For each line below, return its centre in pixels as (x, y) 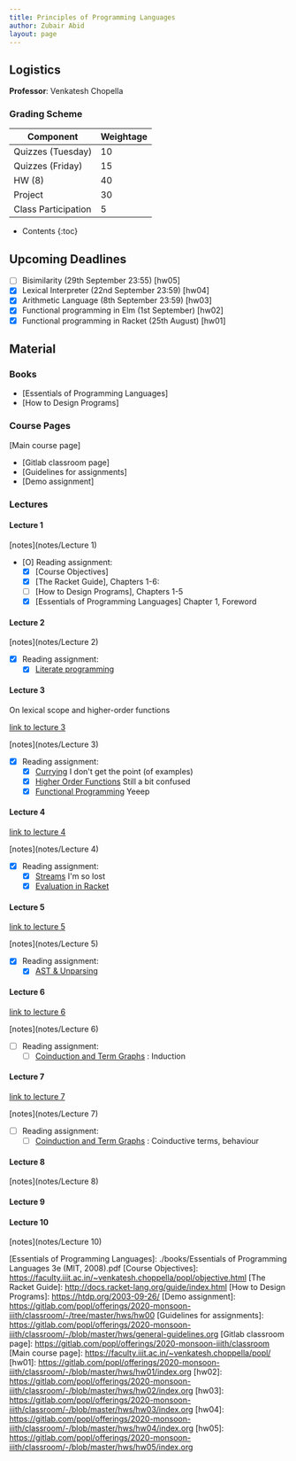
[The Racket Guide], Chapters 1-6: (97, 581)
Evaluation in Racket (72, 886)
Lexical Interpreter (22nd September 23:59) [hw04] (116, 291)
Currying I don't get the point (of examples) (114, 771)
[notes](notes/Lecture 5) (54, 944)
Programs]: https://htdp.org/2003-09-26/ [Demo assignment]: (122, 1297)
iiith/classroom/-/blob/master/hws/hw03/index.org (101, 1410)
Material (32, 349)
